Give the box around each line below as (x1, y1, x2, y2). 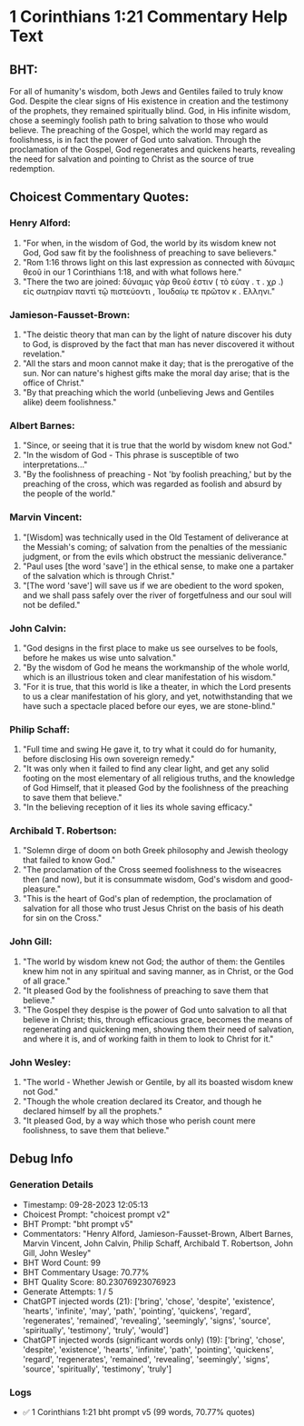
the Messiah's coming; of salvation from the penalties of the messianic (22, 541, 288, 552)
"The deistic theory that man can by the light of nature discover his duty (22, 329, 292, 340)
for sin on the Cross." (22, 912, 103, 923)
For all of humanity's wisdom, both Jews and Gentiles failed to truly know (9, 86, 284, 96)
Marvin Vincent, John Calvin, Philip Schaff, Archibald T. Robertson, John (22, 1238, 293, 1249)
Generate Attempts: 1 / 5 (22, 1286, 113, 1297)
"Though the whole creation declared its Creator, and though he (22, 1096, 262, 1107)
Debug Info (9, 1152, 74, 1167)
